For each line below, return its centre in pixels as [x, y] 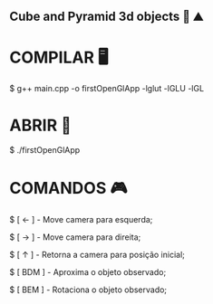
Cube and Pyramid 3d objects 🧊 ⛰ [106, 17]
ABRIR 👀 [41, 125]
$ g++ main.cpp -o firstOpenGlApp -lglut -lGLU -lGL [107, 89]
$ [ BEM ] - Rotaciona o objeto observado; [88, 290]
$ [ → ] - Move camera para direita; [75, 237]
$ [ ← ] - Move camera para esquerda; [81, 220]
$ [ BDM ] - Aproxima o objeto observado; [88, 272]
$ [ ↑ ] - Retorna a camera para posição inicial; [97, 255]
